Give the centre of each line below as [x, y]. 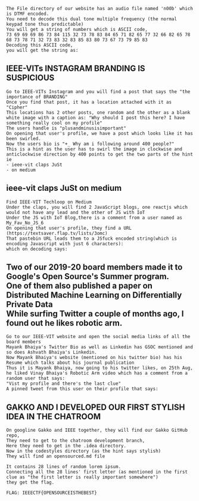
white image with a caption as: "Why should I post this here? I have [96, 117]
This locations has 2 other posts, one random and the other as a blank [98, 112]
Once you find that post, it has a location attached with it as [89, 102]
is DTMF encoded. [28, 14]
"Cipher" [17, 107]
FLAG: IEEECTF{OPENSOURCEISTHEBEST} [52, 493]
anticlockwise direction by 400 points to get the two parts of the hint [100, 154]
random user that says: [36, 379]
